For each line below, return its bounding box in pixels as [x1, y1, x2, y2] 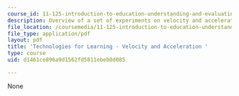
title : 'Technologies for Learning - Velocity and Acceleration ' [7, 43, 208, 50]
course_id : [7, 10, 40, 18]
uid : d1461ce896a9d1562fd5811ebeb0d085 [7, 56, 126, 64]
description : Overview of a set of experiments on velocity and [7, 17, 202, 24]
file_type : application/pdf [7, 30, 91, 37]
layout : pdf [7, 37, 43, 44]
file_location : [7, 23, 53, 30]
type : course [7, 50, 46, 57]
